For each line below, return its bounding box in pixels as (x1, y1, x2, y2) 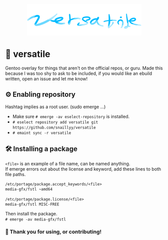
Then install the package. (5, 210, 58, 216)
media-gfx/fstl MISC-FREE (5, 202, 59, 207)
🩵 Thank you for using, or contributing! (5, 228, 102, 235)
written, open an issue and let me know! (5, 75, 88, 82)
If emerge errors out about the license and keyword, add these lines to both (5, 166, 161, 172)
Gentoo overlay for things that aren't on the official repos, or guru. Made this (5, 65, 163, 71)
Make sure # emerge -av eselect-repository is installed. (12, 113, 130, 119)
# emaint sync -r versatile (12, 130, 71, 135)
